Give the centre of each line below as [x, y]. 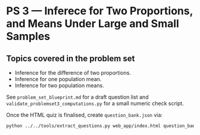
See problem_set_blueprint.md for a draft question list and [77, 97]
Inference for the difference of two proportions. [73, 73]
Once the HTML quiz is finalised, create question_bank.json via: [84, 115]
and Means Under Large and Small [93, 24]
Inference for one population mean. [58, 79]
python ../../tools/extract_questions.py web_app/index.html [84, 126]
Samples [28, 36]
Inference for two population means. [59, 85]
